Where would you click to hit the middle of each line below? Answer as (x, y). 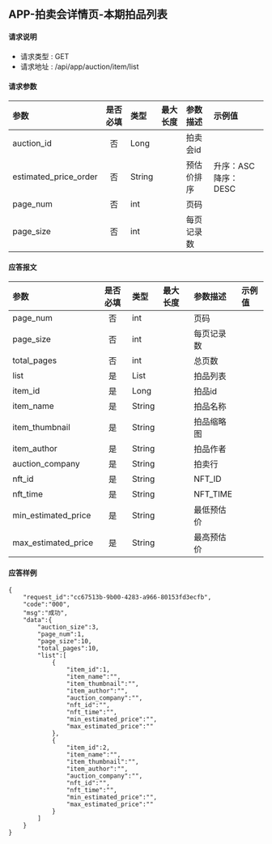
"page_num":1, (61, 634)
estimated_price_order (55, 177)
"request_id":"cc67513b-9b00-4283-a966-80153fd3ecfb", (117, 598)
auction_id (32, 143)
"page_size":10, (65, 642)
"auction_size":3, (68, 627)
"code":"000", (47, 605)
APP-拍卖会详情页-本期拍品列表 (88, 15)
